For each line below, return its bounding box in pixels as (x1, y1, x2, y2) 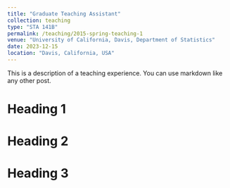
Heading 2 (7, 133, 69, 149)
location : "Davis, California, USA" (7, 50, 115, 57)
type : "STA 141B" (7, 23, 58, 30)
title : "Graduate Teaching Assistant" (7, 10, 121, 18)
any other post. (7, 76, 51, 84)
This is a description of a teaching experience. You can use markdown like (7, 68, 223, 77)
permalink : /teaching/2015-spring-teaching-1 (7, 30, 143, 37)
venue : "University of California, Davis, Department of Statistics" (7, 37, 216, 44)
